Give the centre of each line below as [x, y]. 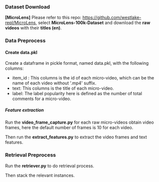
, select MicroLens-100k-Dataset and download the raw [93, 23]
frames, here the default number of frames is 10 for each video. [69, 128]
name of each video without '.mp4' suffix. [54, 83]
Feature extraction [25, 110]
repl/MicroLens [20, 23]
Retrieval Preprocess [31, 155]
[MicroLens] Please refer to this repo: [43, 18]
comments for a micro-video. [42, 99]
